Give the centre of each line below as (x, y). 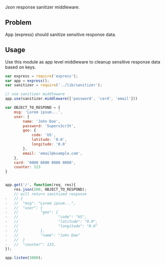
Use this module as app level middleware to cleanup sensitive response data (83, 62)
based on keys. (20, 67)
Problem (18, 22)
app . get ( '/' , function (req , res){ (41, 185)
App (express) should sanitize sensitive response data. (61, 34)
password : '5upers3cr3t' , (49, 126)
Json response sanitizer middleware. (42, 7)
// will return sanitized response (50, 194)
